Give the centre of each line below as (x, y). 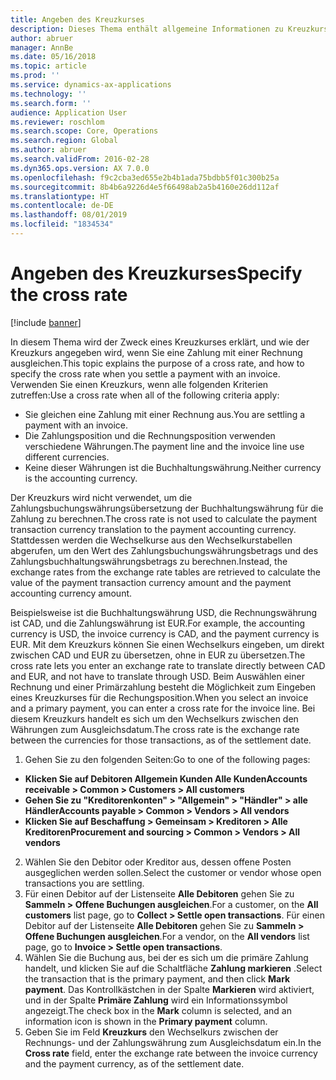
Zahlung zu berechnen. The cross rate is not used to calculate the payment (164, 518)
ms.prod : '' (35, 76)
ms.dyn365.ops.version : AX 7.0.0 (80, 168)
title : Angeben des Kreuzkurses (77, 19)
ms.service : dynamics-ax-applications (91, 85)
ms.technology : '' (48, 94)
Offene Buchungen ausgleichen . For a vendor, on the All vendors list (167, 936)
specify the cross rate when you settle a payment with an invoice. (145, 373)
